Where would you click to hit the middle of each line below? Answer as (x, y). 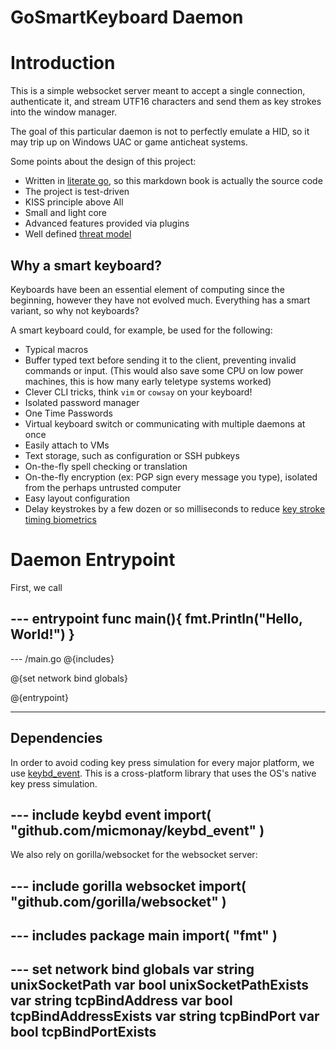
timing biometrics (60, 519)
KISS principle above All (74, 202)
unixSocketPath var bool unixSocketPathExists (160, 985)
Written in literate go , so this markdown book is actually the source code (173, 181)
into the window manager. (64, 112)
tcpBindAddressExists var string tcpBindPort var (165, 1016)
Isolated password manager (82, 402)
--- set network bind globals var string (132, 969)
